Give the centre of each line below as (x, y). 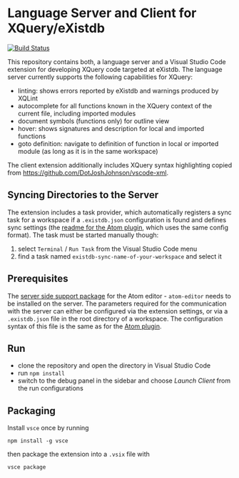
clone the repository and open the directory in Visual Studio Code (114, 365)
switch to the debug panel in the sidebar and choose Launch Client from (124, 381)
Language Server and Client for (102, 13)
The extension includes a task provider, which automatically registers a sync (119, 212)
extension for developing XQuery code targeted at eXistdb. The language (115, 69)
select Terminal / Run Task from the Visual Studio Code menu (107, 249)
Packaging (31, 411)
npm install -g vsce (38, 441)
